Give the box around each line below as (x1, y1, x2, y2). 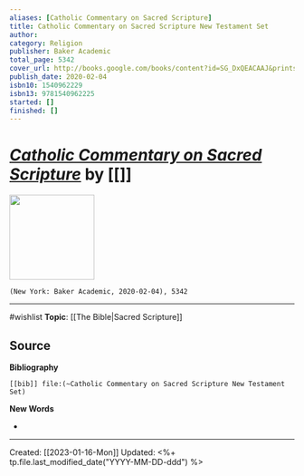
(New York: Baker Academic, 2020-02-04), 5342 (9, 287, 188, 296)
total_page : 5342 (9, 55, 75, 64)
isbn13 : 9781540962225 (9, 89, 95, 98)
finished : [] (9, 106, 59, 115)
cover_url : (9, 64, 51, 73)
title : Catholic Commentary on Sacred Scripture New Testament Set (9, 22, 270, 31)
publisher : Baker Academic (9, 47, 111, 56)
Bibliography (9, 362, 59, 373)
